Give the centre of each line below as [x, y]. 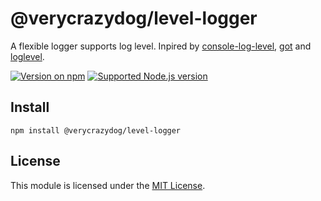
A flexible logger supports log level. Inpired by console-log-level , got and [161, 46]
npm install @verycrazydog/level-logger [96, 130]
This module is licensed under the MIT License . [108, 185]
